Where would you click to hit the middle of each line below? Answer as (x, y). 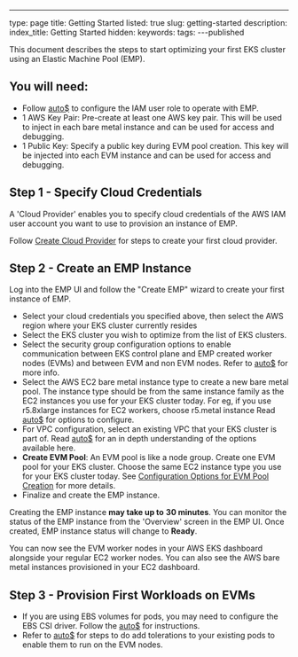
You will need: (49, 86)
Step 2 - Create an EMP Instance (101, 268)
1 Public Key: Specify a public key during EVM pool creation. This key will (155, 145)
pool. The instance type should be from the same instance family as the (153, 392)
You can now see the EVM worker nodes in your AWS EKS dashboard (136, 548)
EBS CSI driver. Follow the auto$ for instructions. (111, 626)
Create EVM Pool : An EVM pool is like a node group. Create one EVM (149, 458)
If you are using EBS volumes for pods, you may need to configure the (150, 616)
